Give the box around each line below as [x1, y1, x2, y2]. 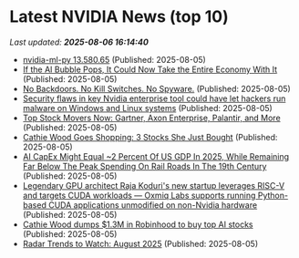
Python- [257, 190, 289, 201]
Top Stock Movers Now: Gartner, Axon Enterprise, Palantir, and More [22, 112, 281, 123]
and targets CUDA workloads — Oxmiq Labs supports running [22, 190, 256, 201]
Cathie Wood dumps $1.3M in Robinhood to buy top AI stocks [22, 219, 253, 230]
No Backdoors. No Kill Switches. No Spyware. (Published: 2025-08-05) [22, 83, 292, 94]
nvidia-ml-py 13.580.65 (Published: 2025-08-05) [22, 54, 207, 65]
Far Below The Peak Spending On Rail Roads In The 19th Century [22, 160, 267, 171]
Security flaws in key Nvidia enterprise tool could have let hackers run [22, 93, 286, 104]
